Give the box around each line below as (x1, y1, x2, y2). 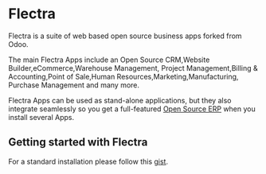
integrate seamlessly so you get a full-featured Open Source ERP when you (8, 104, 256, 114)
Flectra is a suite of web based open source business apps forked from (8, 31, 242, 41)
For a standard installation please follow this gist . (8, 157, 169, 166)
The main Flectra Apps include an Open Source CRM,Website (8, 55, 210, 64)
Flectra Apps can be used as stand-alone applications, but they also (8, 95, 232, 105)
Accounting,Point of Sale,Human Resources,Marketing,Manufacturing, (8, 72, 239, 81)
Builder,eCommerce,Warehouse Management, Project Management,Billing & (8, 63, 258, 72)
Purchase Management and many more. (8, 80, 140, 90)
